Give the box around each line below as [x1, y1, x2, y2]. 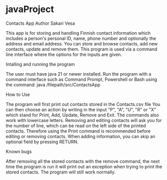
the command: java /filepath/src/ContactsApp [6, 82, 101, 88]
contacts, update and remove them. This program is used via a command [6, 46, 157, 52]
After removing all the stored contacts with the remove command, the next [6, 158, 160, 164]
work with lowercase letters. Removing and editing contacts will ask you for [6, 117, 162, 123]
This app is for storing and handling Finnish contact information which [6, 30, 151, 36]
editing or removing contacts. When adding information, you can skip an [6, 133, 155, 139]
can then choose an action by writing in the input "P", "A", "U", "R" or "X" [6, 106, 156, 112]
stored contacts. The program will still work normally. [6, 169, 116, 175]
